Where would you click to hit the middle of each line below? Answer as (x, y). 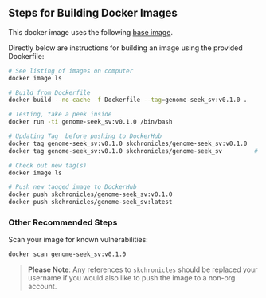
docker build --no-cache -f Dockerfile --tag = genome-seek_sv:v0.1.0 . (128, 100)
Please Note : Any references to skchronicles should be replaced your (143, 269)
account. (42, 287)
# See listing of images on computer (71, 71)
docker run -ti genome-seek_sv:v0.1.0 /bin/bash (90, 122)
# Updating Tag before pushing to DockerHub (85, 136)
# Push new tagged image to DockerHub (72, 187)
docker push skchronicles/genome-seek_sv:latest (90, 202)
